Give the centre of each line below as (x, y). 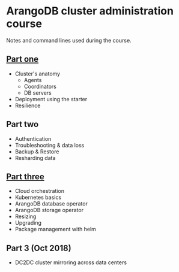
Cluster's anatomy (38, 74)
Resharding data (35, 158)
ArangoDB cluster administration (90, 11)
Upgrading (28, 223)
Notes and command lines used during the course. (69, 40)
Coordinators (40, 86)
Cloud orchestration (40, 191)
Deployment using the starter (51, 99)
